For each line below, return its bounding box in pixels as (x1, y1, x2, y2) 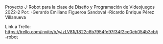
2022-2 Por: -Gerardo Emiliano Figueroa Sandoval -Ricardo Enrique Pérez (5, 9, 154, 15)
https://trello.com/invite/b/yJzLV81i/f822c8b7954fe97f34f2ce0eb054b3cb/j (5, 29, 159, 34)
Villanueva (5, 15, 26, 20)
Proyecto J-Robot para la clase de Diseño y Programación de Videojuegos (5, 4, 155, 10)
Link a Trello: (5, 24, 31, 29)
